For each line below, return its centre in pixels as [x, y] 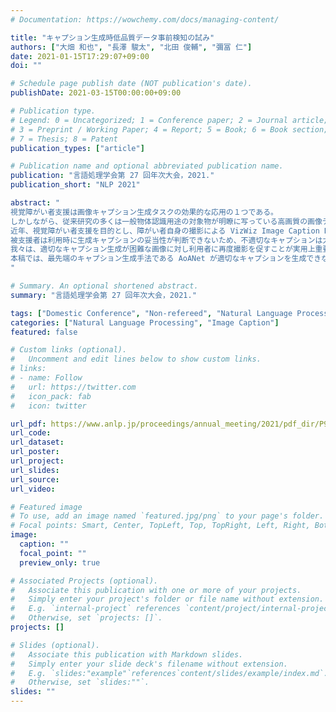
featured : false [44, 332]
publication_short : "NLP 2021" [75, 185]
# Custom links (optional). [69, 350]
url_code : [31, 433]
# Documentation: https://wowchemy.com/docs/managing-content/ [145, 19]
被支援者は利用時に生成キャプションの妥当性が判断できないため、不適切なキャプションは [166, 240]
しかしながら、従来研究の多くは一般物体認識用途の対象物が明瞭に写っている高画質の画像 [166, 221]
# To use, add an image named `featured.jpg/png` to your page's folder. [167, 516]
